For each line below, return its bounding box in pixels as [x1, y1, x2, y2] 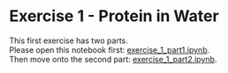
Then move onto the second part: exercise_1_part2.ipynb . [9, 54, 217, 64]
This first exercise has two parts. [9, 35, 128, 46]
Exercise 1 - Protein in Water [9, 6, 219, 26]
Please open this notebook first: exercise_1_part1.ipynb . [9, 44, 210, 55]
